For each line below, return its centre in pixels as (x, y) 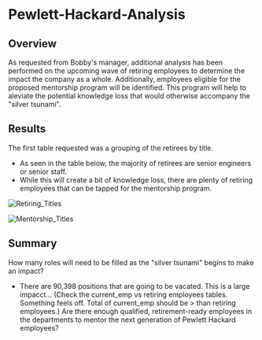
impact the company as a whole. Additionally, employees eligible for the (125, 79)
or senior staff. (43, 172)
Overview (33, 44)
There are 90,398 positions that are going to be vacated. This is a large (135, 286)
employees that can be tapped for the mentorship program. (116, 188)
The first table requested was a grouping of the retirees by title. (111, 148)
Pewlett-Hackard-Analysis (97, 15)
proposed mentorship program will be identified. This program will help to (127, 87)
